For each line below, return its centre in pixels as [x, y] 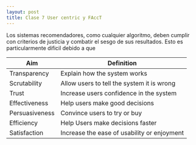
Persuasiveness [32, 113]
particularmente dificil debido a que [51, 48]
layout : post [23, 12]
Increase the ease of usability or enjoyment [122, 133]
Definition [122, 63]
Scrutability [26, 83]
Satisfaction [26, 133]
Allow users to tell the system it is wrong [118, 83]
